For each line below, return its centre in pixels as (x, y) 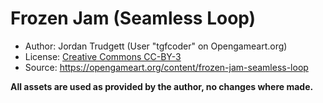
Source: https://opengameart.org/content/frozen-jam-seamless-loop (166, 67)
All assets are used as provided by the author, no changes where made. (162, 86)
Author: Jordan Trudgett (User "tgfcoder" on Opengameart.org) (156, 46)
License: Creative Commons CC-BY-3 (103, 56)
